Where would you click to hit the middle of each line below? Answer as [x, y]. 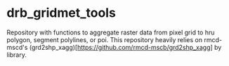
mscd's [17, 47]
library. [17, 55]
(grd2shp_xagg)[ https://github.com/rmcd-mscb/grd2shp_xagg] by [125, 47]
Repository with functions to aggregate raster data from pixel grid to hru [111, 32]
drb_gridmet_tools [61, 13]
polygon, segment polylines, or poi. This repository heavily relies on [105, 39]
